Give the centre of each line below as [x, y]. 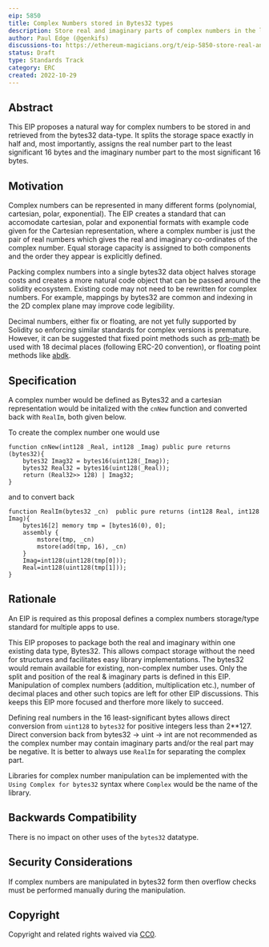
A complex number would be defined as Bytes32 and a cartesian [115, 400]
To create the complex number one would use [84, 432]
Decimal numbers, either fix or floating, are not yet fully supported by [122, 322]
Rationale [32, 599]
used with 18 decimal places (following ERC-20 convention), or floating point [134, 347]
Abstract [31, 108]
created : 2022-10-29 [43, 75]
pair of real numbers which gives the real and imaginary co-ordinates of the [133, 239]
